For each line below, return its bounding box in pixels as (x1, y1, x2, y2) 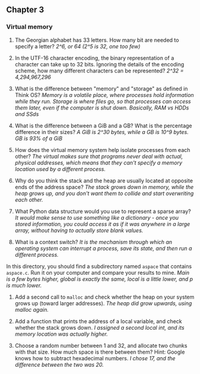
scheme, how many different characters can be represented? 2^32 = (14, 67, 184, 74)
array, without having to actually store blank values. (14, 227, 143, 234)
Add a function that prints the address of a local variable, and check (14, 317, 182, 325)
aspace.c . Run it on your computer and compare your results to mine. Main (6, 269, 190, 276)
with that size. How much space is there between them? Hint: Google (14, 348, 185, 355)
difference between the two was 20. (14, 361, 104, 368)
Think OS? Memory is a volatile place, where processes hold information (14, 91, 194, 98)
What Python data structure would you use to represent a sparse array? (14, 208, 191, 215)
